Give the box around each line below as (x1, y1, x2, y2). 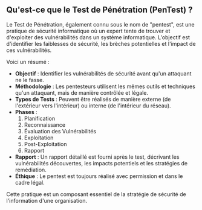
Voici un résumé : (6, 58, 50, 65)
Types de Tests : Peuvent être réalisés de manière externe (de (15, 95, 171, 103)
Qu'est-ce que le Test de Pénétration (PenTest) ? (6, 5, 193, 15)
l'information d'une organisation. (6, 197, 88, 204)
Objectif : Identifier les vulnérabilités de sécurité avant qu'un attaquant (15, 69, 192, 77)
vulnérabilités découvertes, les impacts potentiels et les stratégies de (15, 159, 188, 167)
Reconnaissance (24, 121, 65, 129)
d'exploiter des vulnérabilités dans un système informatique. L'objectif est (6, 33, 191, 41)
